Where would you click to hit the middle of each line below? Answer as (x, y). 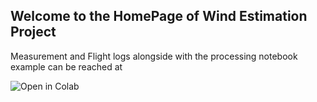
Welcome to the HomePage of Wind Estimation (159, 16)
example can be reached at (66, 66)
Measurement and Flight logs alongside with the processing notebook (154, 56)
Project (33, 32)
